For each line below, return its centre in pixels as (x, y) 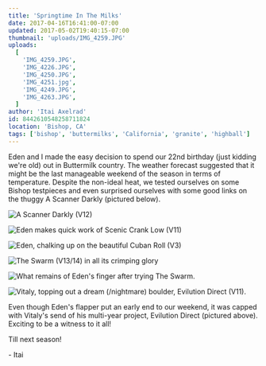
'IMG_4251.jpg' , (50, 82)
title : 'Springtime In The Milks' (66, 16)
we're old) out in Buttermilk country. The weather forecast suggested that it (131, 165)
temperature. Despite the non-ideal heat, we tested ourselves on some (124, 182)
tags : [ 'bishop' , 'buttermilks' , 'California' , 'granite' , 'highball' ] (129, 134)
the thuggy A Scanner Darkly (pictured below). (85, 199)
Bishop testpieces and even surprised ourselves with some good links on (128, 190)
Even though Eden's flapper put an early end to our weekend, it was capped (133, 306)
